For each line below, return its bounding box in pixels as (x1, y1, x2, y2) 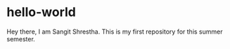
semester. (6, 34, 36, 43)
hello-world (6, 4, 77, 20)
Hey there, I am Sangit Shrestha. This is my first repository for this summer (6, 27, 223, 36)
